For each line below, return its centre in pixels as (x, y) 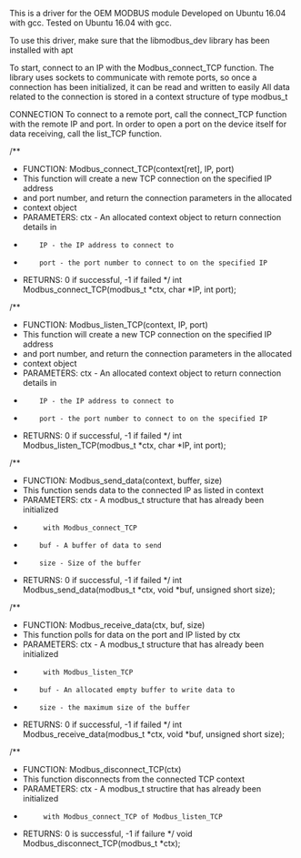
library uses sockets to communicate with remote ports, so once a (133, 77)
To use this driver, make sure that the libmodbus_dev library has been (140, 40)
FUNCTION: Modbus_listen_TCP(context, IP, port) (115, 325)
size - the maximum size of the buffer (115, 708)
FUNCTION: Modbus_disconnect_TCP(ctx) (102, 769)
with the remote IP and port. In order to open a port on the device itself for (148, 124)
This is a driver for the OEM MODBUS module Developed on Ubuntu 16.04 (148, 13)
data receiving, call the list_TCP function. (85, 134)
